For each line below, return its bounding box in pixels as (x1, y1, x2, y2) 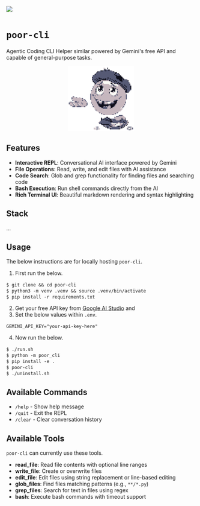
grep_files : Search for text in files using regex (14, 487, 129, 494)
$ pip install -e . (6, 359, 55, 365)
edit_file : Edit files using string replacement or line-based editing (14, 474, 176, 481)
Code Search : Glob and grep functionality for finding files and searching (14, 172, 194, 179)
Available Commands (6, 387, 88, 397)
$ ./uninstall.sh (6, 371, 50, 377)
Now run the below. (14, 334, 64, 341)
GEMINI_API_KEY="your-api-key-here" (6, 323, 98, 330)
